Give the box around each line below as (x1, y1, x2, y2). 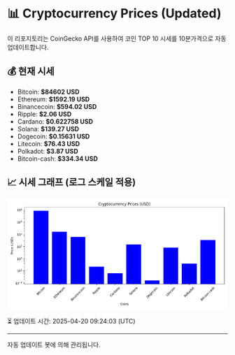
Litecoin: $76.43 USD (17, 139, 80, 147)
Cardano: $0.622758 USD (17, 117, 93, 126)
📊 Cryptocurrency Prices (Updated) (7, 6, 222, 22)
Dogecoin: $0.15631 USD (17, 132, 90, 140)
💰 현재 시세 (7, 66, 55, 78)
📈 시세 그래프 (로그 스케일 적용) (7, 176, 136, 189)
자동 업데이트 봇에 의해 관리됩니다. (7, 340, 101, 349)
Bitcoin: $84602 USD (17, 87, 80, 96)
